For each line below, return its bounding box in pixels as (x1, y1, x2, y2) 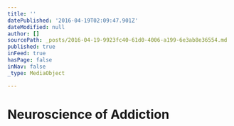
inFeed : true (7, 50, 46, 57)
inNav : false (7, 63, 46, 70)
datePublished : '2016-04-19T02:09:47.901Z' (7, 17, 139, 24)
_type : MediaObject (7, 69, 65, 76)
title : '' (7, 10, 37, 18)
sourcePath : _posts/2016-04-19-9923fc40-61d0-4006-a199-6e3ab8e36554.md (7, 37, 228, 44)
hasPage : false (7, 57, 53, 64)
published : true (7, 43, 55, 50)
